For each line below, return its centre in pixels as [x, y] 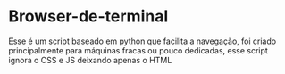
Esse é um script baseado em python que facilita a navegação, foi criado [142, 41]
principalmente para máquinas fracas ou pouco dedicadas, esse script [138, 50]
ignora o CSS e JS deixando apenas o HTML [90, 60]
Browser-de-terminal [88, 16]
